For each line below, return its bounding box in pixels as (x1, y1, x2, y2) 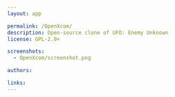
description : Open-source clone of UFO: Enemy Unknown (7, 29, 169, 36)
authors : (7, 67, 33, 74)
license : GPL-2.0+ (7, 35, 60, 42)
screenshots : (7, 48, 45, 55)
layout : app (7, 10, 42, 17)
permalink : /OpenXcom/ (7, 22, 73, 30)
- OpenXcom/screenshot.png (13, 55, 91, 62)
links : (7, 80, 26, 87)
